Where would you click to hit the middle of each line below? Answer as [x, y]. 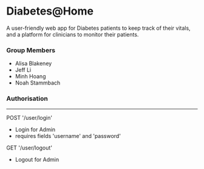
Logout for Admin [37, 159]
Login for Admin [35, 129]
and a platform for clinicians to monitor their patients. [73, 34]
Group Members [31, 50]
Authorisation [27, 98]
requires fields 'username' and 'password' [68, 136]
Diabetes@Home [50, 11]
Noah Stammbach [38, 83]
